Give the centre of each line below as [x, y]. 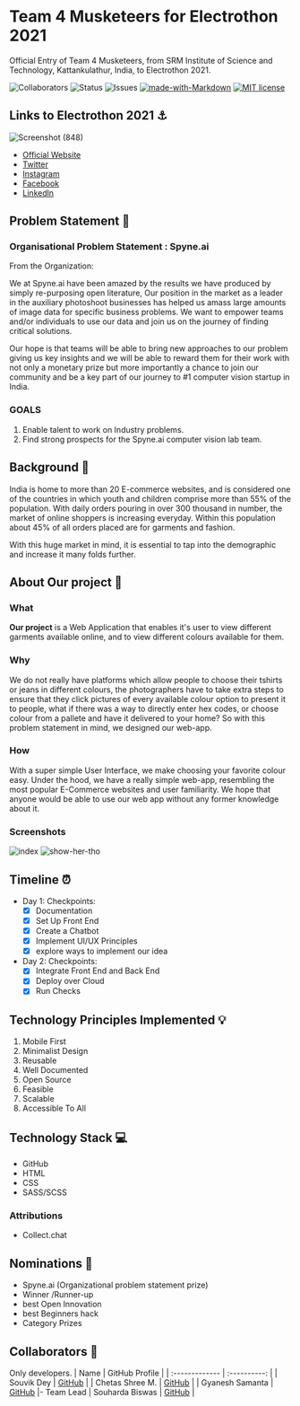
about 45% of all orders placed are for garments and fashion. [122, 527]
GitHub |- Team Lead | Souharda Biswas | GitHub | [102, 1392]
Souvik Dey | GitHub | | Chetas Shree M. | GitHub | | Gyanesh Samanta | [141, 1382]
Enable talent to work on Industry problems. [103, 429]
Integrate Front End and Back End [98, 971]
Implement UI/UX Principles [86, 941]
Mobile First [44, 1041]
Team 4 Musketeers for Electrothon [144, 17]
